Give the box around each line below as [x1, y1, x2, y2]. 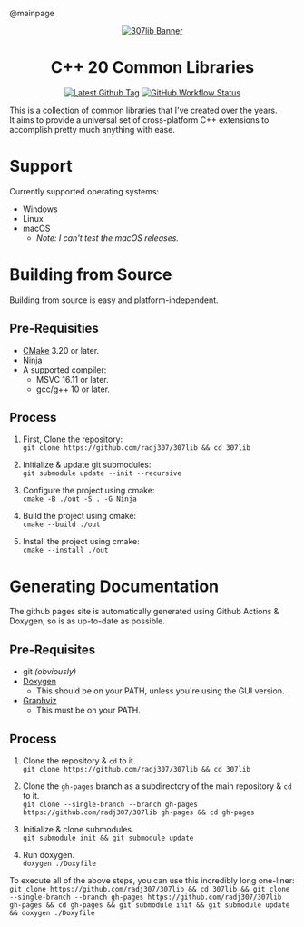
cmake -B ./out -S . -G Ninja [22, 494, 138, 503]
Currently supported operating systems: [9, 185, 160, 196]
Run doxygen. [22, 850, 75, 860]
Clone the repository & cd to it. [22, 755, 136, 766]
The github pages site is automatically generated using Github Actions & [9, 606, 279, 617]
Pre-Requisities [9, 321, 100, 336]
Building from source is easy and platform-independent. [9, 294, 220, 305]
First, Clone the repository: [22, 434, 123, 444]
